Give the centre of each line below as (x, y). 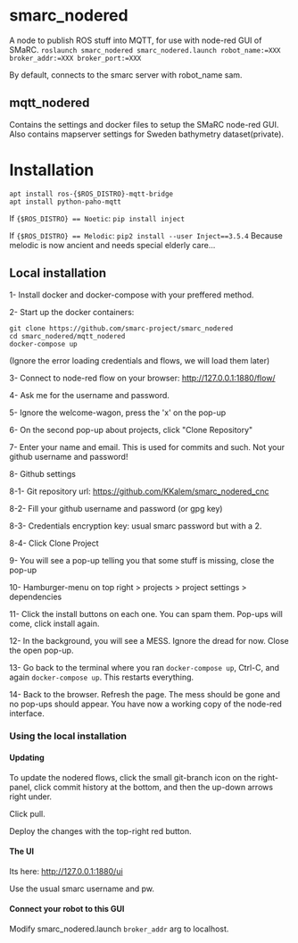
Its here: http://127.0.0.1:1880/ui (66, 871)
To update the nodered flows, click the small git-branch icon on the (132, 777)
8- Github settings (42, 473)
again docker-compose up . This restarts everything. (102, 677)
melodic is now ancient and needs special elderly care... (112, 245)
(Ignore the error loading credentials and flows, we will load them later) (140, 360)
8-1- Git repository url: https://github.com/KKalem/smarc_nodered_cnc (139, 491)
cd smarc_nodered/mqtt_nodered (67, 336)
